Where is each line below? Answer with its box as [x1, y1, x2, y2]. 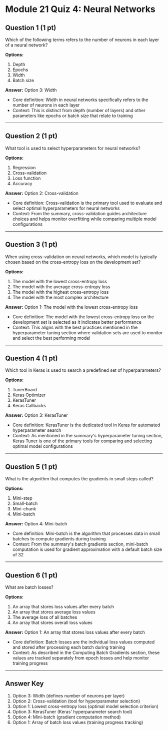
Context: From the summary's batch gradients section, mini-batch [12, 541, 148, 547]
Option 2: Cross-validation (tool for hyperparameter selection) [12, 698, 140, 704]
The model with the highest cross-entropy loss [12, 289, 109, 295]
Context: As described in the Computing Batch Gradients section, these [12, 649, 160, 656]
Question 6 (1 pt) [5, 571, 58, 579]
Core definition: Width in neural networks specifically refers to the [12, 97, 148, 103]
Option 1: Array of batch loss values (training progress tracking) [12, 719, 143, 725]
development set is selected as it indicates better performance [12, 319, 141, 325]
